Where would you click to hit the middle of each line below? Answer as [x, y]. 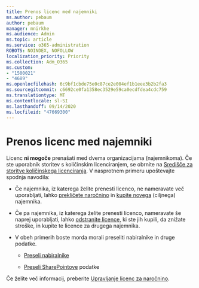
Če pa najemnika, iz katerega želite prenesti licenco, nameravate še [98, 213]
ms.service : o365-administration [48, 46]
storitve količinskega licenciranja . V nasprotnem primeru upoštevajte [91, 171]
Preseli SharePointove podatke [62, 267]
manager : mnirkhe [28, 28]
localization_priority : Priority [48, 56]
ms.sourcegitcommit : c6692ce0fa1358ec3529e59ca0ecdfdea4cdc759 [87, 90]
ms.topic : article [29, 40]
